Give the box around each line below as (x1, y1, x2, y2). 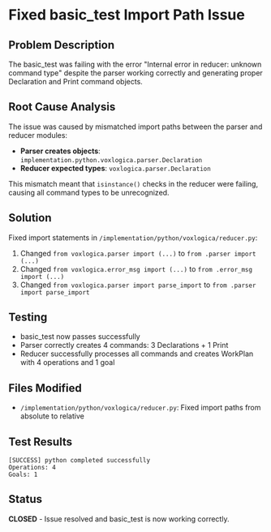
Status (8, 492, 43, 506)
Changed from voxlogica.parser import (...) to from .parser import (19, 248, 256, 258)
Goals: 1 (8, 470, 38, 479)
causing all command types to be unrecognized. (8, 187, 170, 197)
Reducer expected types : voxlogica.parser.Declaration (19, 163, 211, 173)
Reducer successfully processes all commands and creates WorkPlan (19, 349, 254, 358)
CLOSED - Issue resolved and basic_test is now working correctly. (8, 513, 230, 524)
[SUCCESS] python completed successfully (8, 457, 151, 465)
